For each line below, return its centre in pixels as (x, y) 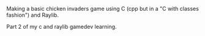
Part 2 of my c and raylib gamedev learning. (62, 27)
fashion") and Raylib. (33, 15)
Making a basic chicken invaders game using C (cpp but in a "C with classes (102, 9)
